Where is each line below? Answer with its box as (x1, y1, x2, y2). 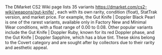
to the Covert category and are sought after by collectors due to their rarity (5, 40, 155, 45)
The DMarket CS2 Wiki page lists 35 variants (5, 4, 95, 10)
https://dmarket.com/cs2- (95, 4, 147, 10)
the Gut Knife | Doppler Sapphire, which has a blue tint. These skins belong (5, 34, 155, 40)
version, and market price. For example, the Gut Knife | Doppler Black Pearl (5, 14, 155, 20)
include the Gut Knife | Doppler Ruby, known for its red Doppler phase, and (5, 30, 155, 35)
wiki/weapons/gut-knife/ (5, 9, 54, 15)
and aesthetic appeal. (5, 45, 49, 50)
